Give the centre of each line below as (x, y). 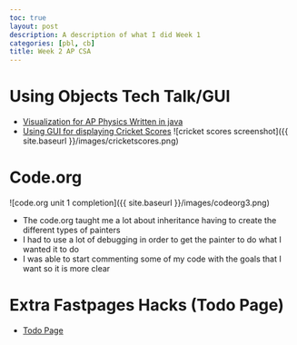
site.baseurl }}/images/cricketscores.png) (100, 141)
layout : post (34, 26)
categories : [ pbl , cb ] (52, 43)
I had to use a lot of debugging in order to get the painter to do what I (152, 240)
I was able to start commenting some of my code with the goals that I (152, 259)
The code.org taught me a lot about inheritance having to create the (149, 220)
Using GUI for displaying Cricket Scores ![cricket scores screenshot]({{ (155, 132)
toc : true (28, 18)
